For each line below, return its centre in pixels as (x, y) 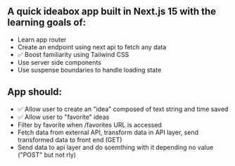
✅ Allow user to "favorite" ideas (63, 117)
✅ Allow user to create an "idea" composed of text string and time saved (123, 109)
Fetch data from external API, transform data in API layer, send (108, 132)
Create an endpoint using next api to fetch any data (92, 47)
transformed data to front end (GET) (70, 139)
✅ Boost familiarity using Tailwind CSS (73, 54)
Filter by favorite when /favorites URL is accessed (89, 124)
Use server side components (59, 62)
